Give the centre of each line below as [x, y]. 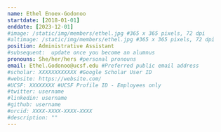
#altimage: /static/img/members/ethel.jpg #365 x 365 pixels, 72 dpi [111, 40]
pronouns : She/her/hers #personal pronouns [72, 59]
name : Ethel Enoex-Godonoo [47, 14]
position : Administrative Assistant [61, 46]
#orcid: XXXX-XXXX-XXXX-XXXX [50, 111]
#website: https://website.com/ [54, 79]
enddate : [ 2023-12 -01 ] [40, 27]
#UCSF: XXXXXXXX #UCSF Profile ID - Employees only [84, 85]
